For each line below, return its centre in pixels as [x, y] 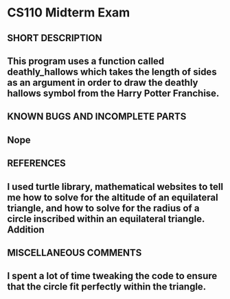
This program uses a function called [86, 61]
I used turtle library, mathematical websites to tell [115, 187]
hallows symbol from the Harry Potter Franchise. [113, 93]
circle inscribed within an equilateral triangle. [106, 218]
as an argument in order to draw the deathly [103, 83]
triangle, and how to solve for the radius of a [103, 208]
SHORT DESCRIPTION [55, 38]
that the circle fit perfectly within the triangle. [107, 287]
